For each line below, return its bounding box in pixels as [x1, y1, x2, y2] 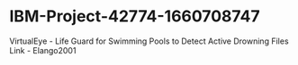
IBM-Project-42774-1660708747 [9, 6, 260, 27]
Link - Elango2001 [9, 45, 77, 55]
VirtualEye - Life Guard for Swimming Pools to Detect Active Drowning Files [9, 36, 290, 46]
